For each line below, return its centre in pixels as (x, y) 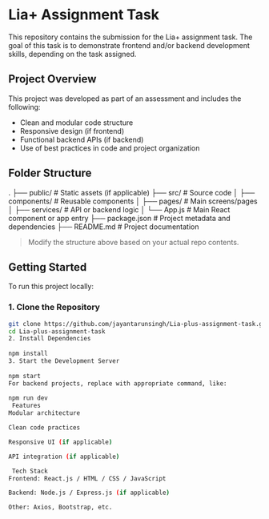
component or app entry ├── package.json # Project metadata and (119, 218)
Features (26, 406)
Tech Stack (30, 471)
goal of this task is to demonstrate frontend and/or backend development (129, 45)
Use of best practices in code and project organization (110, 148)
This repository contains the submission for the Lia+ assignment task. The (130, 37)
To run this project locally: (51, 287)
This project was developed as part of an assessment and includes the (125, 99)
